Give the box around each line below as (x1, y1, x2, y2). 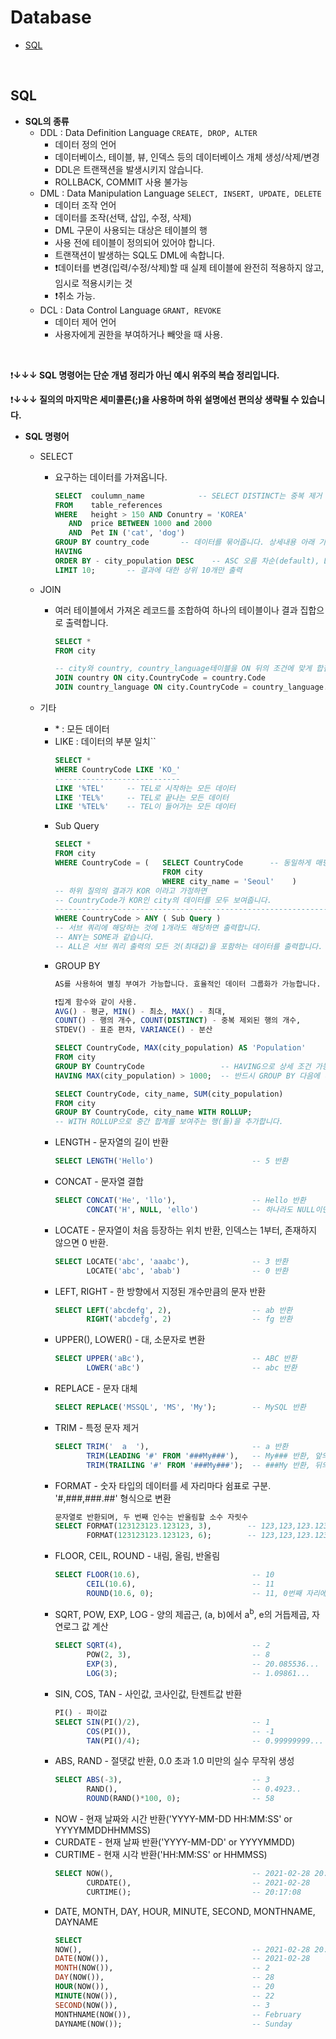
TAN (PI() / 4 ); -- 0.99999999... (86, 1736, 324, 1746)
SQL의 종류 (24, 115, 70, 127)
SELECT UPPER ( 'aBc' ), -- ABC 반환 (54, 1354, 298, 1364)
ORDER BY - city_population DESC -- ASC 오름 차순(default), (54, 556, 320, 566)
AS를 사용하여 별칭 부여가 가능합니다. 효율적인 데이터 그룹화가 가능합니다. (54, 979, 322, 989)
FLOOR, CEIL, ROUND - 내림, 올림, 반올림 (54, 1550, 221, 1562)
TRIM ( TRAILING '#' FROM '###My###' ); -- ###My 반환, (86, 1460, 311, 1470)
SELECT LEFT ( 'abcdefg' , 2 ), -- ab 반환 (54, 1305, 293, 1315)
